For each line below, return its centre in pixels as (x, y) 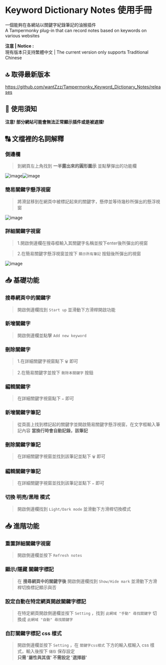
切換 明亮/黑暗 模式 (28, 497)
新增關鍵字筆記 (23, 413)
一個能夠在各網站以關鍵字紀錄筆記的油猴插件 (51, 25)
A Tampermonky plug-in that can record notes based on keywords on (76, 30)
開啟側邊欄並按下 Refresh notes (50, 555)
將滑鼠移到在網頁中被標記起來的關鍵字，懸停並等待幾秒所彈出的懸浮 (86, 201)
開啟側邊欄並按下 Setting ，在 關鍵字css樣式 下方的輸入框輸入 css (83, 645)
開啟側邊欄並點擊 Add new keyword (52, 335)
